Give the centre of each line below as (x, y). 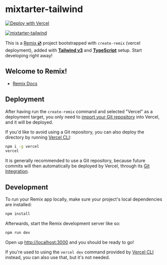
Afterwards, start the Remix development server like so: (63, 223)
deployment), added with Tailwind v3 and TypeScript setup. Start (74, 50)
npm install (18, 214)
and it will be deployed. (29, 122)
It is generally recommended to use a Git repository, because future (75, 161)
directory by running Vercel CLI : (38, 137)
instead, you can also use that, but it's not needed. (58, 257)
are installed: (19, 205)
